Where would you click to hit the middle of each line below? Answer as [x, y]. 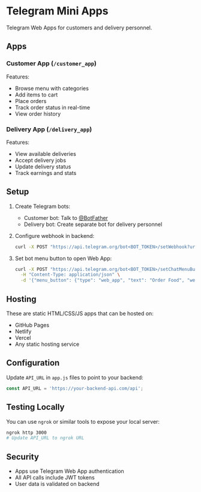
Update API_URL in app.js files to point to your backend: [75, 377]
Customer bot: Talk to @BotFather [66, 218]
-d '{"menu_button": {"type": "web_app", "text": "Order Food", [103, 280]
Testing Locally [35, 407]
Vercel [23, 338]
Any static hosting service [47, 344]
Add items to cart [36, 95]
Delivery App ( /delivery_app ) [49, 129]
